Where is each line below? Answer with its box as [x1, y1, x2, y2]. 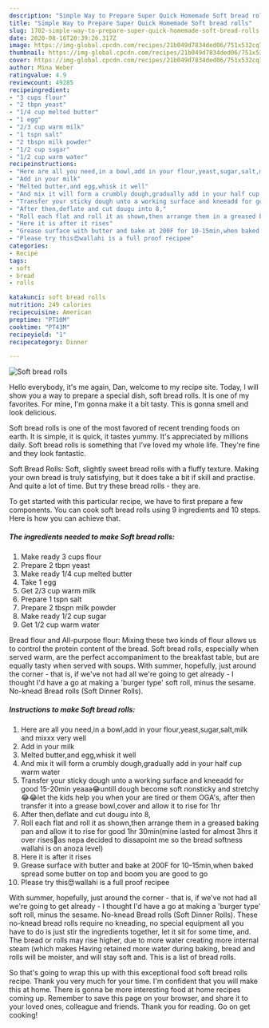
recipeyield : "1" [9, 331, 67, 339]
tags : [9, 256, 27, 264]
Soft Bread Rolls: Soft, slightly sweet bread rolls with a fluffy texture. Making [9, 464, 259, 474]
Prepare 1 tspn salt [20, 594, 82, 604]
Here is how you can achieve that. [9, 514, 121, 523]
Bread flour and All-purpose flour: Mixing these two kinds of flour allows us [9, 636, 257, 645]
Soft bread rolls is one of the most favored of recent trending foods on [9, 423, 240, 433]
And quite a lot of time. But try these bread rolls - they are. [9, 481, 201, 491]
